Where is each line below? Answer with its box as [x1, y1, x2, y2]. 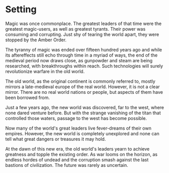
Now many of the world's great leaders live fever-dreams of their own [5, 125, 152, 131]
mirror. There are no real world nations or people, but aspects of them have [5, 89, 163, 95]
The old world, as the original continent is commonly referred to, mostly [5, 78, 156, 84]
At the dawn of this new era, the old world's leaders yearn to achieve [5, 145, 150, 152]
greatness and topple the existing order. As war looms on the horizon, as [5, 151, 158, 157]
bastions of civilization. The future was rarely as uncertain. [5, 162, 128, 168]
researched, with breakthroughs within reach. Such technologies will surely [5, 63, 163, 69]
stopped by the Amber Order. [5, 37, 67, 43]
